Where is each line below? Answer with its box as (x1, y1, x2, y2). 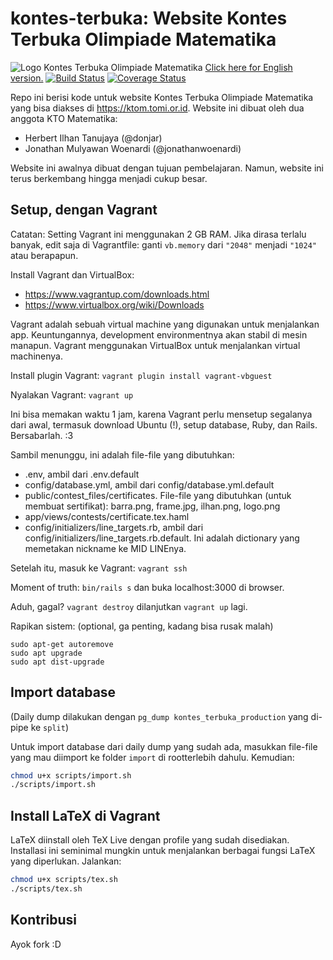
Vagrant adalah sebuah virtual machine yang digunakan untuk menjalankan (10, 318, 320, 330)
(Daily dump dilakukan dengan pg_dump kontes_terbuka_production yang (10, 710, 309, 722)
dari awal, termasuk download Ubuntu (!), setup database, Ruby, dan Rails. (10, 418, 318, 431)
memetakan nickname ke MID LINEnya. (24, 542, 187, 554)
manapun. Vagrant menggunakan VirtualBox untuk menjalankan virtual (10, 339, 301, 351)
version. (10, 72, 44, 84)
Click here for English (204, 61, 293, 73)
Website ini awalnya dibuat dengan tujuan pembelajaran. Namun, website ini (10, 162, 324, 174)
